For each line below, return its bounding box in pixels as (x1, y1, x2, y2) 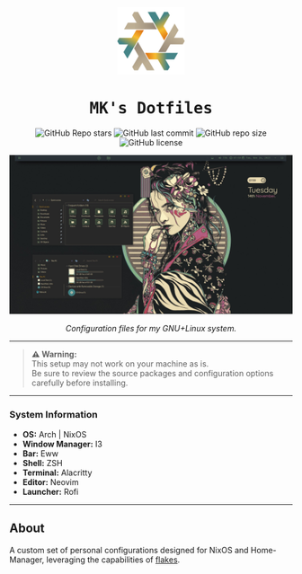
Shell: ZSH (22, 457, 63, 468)
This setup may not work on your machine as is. (31, 358, 209, 369)
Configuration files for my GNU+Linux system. (66, 323, 236, 334)
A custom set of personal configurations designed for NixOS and (9, 544, 249, 555)
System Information (9, 409, 98, 421)
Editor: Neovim (22, 476, 79, 487)
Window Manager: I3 (22, 438, 103, 449)
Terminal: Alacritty (22, 467, 93, 478)
